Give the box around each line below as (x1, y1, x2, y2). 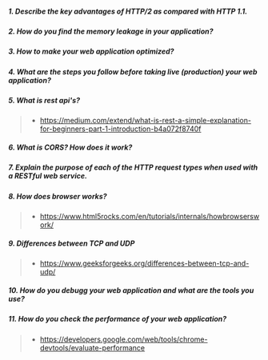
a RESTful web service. (8, 171, 88, 181)
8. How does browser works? (8, 191, 107, 201)
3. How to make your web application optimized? (8, 46, 174, 56)
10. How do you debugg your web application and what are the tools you (8, 285, 254, 295)
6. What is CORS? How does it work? (8, 142, 133, 152)
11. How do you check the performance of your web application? (8, 314, 227, 324)
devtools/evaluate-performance (39, 342, 146, 352)
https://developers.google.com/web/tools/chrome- (39, 334, 208, 344)
